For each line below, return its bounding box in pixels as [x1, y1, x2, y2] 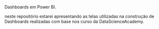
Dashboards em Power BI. [4, 4, 57, 10]
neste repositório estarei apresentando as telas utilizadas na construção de [4, 14, 155, 19]
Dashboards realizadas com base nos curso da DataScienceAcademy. [4, 19, 145, 24]
